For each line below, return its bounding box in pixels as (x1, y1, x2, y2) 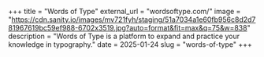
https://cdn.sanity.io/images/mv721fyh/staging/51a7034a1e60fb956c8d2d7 (11, 15, 256, 24)
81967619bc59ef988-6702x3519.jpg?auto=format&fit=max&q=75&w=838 (8, 23, 247, 32)
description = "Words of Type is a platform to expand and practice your (8, 31, 240, 41)
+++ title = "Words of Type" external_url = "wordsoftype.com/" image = (8, 7, 241, 16)
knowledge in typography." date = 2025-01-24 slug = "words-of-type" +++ (8, 40, 252, 49)
